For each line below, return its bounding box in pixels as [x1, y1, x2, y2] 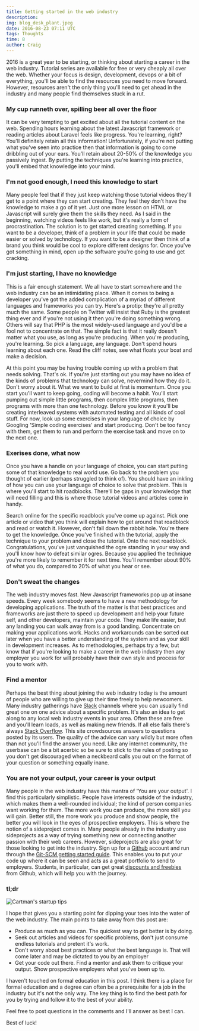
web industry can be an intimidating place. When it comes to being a [6, 289, 174, 296]
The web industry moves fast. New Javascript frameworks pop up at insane [6, 591, 192, 598]
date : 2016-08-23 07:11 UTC [6, 25, 76, 32]
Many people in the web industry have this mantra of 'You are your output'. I [6, 787, 192, 794]
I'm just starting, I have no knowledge [6, 270, 117, 278]
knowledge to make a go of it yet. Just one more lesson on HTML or [6, 204, 173, 211]
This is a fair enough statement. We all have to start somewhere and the [6, 283, 182, 290]
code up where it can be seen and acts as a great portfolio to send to [6, 857, 175, 864]
